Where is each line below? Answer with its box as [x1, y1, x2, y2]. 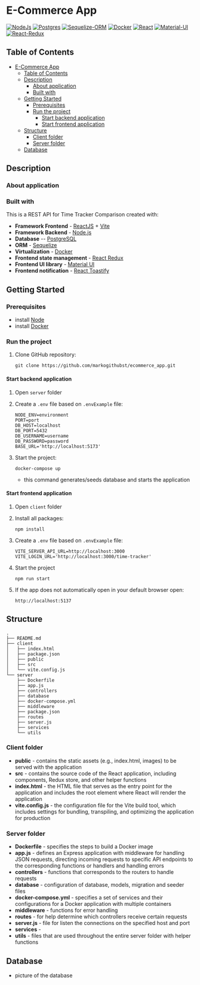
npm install [14, 526, 45, 532]
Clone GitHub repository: [14, 351, 76, 359]
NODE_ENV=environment [14, 412, 69, 418]
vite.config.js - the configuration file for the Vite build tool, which [14, 802, 176, 809]
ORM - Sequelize [14, 242, 57, 249]
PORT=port [14, 417, 40, 423]
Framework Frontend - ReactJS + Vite [14, 222, 110, 230]
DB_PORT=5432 [14, 427, 48, 433]
